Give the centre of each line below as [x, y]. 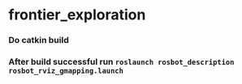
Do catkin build [39, 40]
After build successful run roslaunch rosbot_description [121, 62]
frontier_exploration [77, 15]
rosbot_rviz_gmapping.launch [66, 71]
